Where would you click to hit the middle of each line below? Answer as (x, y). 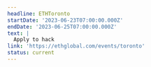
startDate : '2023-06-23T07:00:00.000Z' (65, 20)
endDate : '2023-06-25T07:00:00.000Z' (62, 27)
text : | (19, 33)
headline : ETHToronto (39, 14)
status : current (31, 53)
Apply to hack (34, 40)
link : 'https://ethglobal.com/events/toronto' (76, 46)
